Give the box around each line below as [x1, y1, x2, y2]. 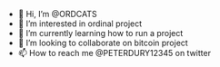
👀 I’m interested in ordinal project [17, 18, 143, 29]
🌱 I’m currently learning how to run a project [17, 28, 184, 38]
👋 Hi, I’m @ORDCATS [17, 9, 97, 19]
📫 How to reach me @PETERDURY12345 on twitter [17, 48, 212, 58]
